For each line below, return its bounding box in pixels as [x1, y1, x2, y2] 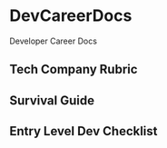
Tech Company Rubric [9, 62, 138, 77]
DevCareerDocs [9, 5, 133, 26]
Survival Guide [9, 93, 95, 108]
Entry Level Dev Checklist [9, 123, 158, 139]
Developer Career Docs [9, 35, 98, 46]
